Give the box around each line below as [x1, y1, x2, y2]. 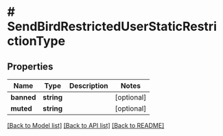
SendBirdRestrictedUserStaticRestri [7, 19, 218, 34]
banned [10, 93, 36, 102]
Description [69, 81, 108, 90]
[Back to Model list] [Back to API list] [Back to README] [7, 122, 165, 129]
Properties [7, 60, 54, 72]
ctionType [7, 34, 66, 49]
